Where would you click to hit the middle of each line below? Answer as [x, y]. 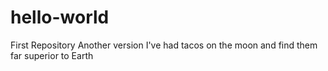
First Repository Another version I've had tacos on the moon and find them [164, 45]
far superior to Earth [52, 55]
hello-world [60, 17]
